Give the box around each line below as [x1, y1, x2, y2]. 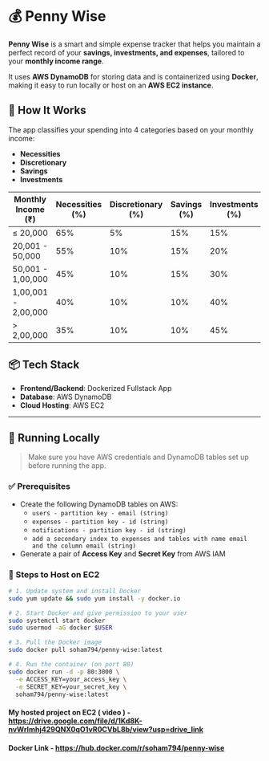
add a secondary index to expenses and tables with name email [31, 535, 248, 543]
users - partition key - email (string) [31, 509, 169, 517]
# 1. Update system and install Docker [8, 587, 142, 595]
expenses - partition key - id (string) [31, 518, 169, 526]
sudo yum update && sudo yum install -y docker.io [8, 594, 181, 603]
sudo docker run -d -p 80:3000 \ [8, 668, 120, 676]
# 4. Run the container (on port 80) [8, 661, 134, 669]
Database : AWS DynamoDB [19, 392, 112, 401]
